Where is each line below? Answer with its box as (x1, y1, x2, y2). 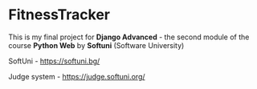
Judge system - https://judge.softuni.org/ (8, 71, 146, 81)
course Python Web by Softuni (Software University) (8, 40, 185, 50)
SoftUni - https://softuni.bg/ (8, 56, 100, 66)
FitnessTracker (8, 6, 111, 24)
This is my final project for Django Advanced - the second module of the (8, 32, 250, 42)
